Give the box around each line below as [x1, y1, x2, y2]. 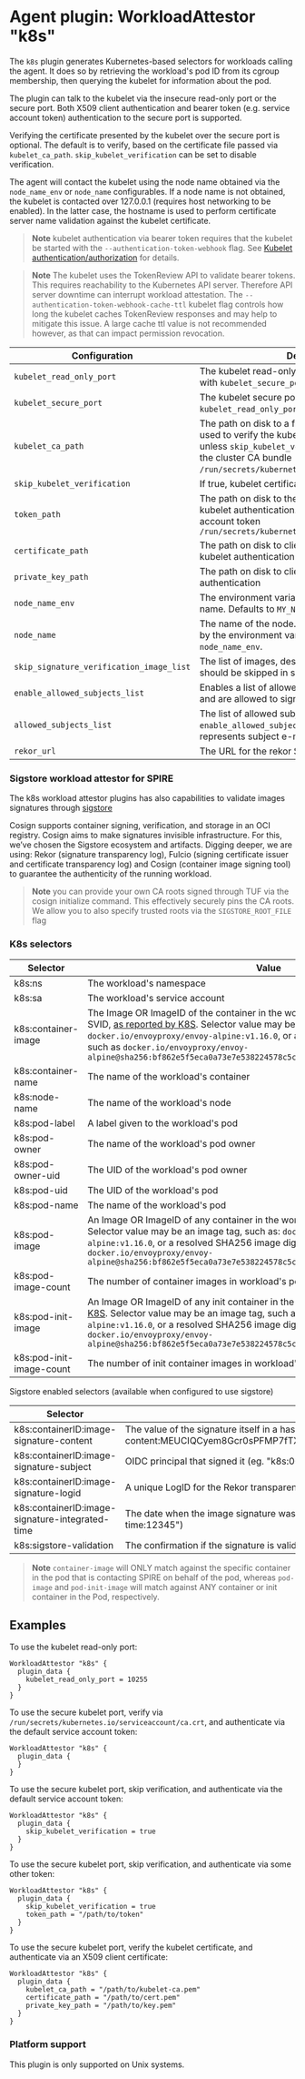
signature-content [14, 1434, 93, 1446]
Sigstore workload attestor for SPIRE [9, 772, 174, 785]
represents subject [199, 730, 280, 743]
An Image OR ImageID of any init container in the [87, 1295, 295, 1308]
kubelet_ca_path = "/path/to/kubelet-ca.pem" [25, 1985, 202, 1994]
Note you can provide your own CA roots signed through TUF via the [31, 886, 290, 898]
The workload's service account [87, 991, 225, 1004]
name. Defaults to [199, 603, 275, 615]
